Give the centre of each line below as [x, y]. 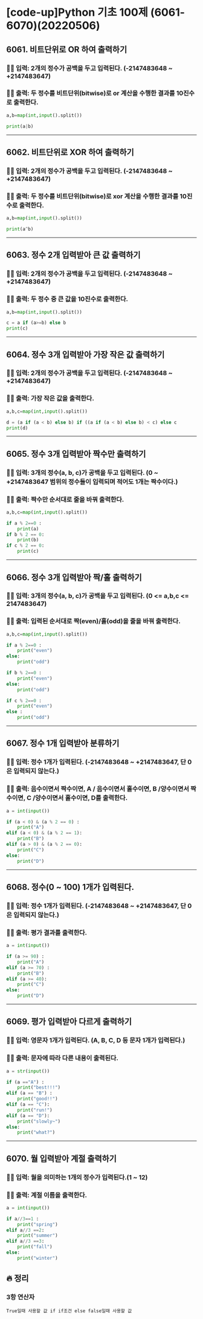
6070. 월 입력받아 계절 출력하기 [61, 1159]
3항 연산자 [21, 1297]
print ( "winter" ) [38, 1258]
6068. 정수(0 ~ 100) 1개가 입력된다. [70, 887]
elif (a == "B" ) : [29, 1093]
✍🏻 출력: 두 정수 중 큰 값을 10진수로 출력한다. [67, 299]
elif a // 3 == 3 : [25, 1241]
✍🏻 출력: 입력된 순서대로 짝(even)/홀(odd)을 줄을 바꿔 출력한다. [94, 621]
